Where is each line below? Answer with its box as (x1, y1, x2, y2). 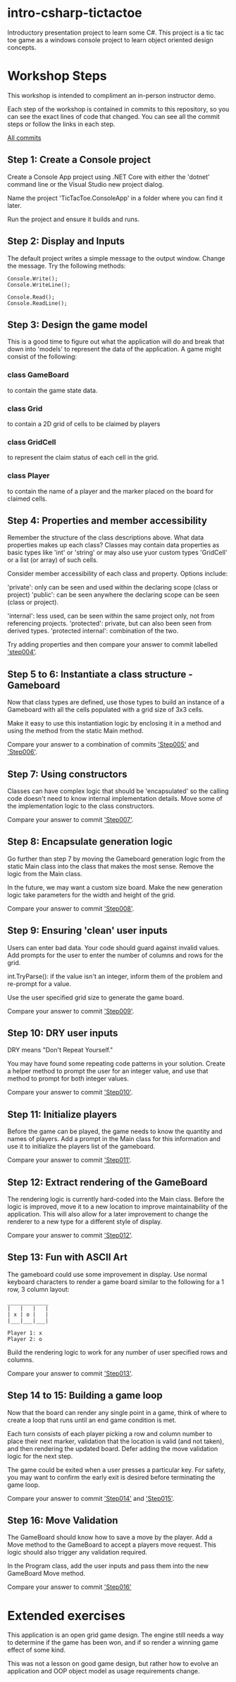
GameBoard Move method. (7, 1569, 86, 1578)
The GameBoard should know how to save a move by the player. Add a (7, 1533, 213, 1542)
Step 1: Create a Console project (7, 154, 151, 166)
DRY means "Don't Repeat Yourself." (7, 1046, 113, 1054)
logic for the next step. (7, 1452, 73, 1460)
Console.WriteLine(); (7, 281, 71, 288)
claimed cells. (7, 494, 47, 503)
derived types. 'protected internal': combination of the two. (7, 627, 179, 635)
